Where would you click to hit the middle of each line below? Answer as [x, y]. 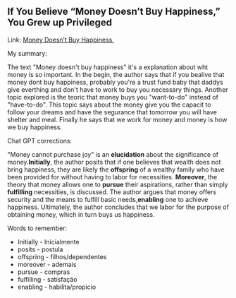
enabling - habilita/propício [57, 287]
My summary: [27, 53]
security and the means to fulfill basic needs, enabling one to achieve [108, 199]
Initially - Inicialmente [48, 242]
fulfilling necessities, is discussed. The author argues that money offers [112, 192]
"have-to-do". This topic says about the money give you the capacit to [109, 105]
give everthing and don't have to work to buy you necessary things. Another [118, 89]
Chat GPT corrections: [40, 141]
